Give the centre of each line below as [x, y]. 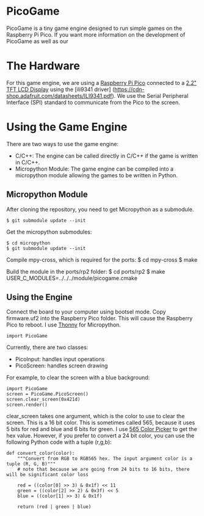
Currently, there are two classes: [47, 347]
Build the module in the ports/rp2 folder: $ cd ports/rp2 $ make [86, 271]
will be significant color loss [47, 475]
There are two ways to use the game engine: [63, 144]
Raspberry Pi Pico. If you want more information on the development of [96, 34]
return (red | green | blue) [54, 507]
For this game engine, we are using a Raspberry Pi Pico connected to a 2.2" [102, 83]
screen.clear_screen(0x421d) [43, 400]
